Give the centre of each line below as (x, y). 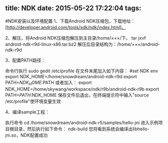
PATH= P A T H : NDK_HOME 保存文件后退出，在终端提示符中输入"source (77, 95)
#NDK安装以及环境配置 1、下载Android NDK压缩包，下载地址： (70, 21)
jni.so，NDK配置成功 (26, 135)
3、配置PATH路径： (26, 60)
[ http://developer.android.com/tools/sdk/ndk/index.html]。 (66, 27)
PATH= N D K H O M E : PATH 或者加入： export (48, 83)
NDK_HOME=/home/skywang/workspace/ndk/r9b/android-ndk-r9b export (82, 89)
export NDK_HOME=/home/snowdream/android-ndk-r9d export (71, 76)
